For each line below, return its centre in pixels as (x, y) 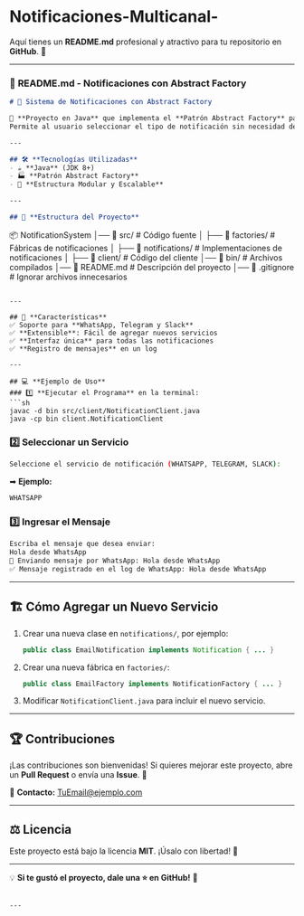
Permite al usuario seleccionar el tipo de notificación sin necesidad (147, 127)
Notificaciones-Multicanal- (114, 17)
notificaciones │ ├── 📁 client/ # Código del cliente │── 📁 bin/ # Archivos (146, 257)
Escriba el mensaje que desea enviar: (82, 544)
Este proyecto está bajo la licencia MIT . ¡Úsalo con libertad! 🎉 (124, 851)
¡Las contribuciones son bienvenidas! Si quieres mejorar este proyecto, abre (151, 765)
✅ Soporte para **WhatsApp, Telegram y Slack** (102, 325)
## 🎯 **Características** (58, 317)
